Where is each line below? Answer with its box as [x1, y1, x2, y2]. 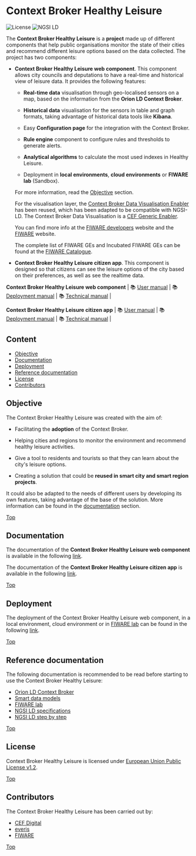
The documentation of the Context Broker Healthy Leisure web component [6, 546, 190, 554]
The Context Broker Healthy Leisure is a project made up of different [6, 35, 175, 42]
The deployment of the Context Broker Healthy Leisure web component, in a [6, 614, 191, 621]
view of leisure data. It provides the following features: [14, 78, 147, 85]
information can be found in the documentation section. [6, 502, 141, 509]
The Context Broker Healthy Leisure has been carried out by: [6, 808, 154, 815]
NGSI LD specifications [14, 707, 71, 714]
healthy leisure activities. [14, 443, 75, 450]
